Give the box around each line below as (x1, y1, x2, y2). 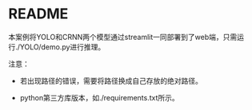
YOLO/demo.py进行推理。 (19, 41, 106, 52)
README (8, 5, 69, 23)
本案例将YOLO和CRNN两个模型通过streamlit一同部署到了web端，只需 (8, 32, 238, 41)
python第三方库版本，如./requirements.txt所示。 (19, 92, 180, 102)
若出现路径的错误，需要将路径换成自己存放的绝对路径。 (19, 76, 202, 85)
